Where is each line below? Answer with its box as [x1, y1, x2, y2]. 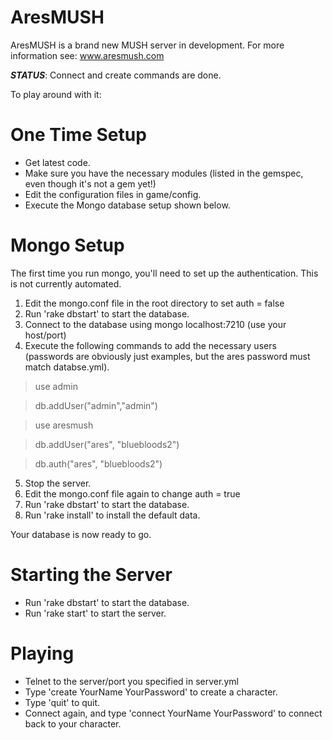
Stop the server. [24, 477, 92, 489]
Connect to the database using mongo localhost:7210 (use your [24, 318, 287, 330]
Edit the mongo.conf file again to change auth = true [24, 487, 241, 500]
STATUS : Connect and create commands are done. [10, 69, 222, 81]
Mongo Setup [10, 234, 125, 257]
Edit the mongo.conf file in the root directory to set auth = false [24, 297, 285, 309]
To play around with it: [10, 88, 102, 100]
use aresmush [34, 419, 94, 431]
